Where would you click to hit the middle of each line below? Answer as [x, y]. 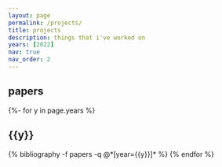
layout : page [29, 15]
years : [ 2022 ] [31, 45]
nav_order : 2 [29, 60]
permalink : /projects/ [45, 23]
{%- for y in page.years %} [52, 110]
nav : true [24, 52]
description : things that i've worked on [77, 37]
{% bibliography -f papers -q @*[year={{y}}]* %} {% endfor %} [111, 154]
